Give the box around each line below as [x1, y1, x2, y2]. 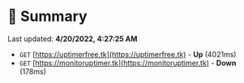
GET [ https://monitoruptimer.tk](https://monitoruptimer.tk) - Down [19, 58, 237, 68]
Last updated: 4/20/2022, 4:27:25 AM [7, 34, 138, 44]
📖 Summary [7, 7, 88, 26]
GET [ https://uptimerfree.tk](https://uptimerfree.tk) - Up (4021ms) [19, 49, 237, 59]
